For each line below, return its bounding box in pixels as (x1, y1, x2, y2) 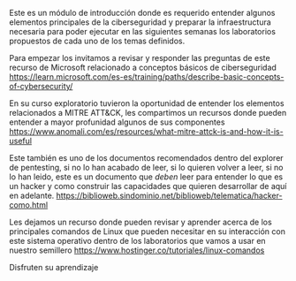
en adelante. (9, 190, 55, 201)
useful (9, 136, 33, 146)
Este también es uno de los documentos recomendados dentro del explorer (9, 153, 285, 163)
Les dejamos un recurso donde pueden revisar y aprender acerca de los (9, 216, 272, 227)
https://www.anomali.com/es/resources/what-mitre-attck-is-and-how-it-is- (9, 126, 285, 136)
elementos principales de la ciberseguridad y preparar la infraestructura (9, 17, 271, 27)
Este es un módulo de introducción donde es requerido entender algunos (9, 8, 276, 18)
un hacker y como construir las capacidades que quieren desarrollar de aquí (9, 181, 287, 191)
